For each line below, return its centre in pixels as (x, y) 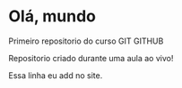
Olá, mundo (52, 16)
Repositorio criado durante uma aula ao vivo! (91, 58)
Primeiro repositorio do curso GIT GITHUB (86, 41)
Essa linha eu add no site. (56, 75)
